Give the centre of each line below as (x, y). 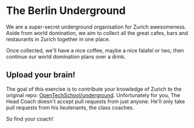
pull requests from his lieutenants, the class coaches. (70, 107)
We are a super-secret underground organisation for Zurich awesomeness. (96, 27)
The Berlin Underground (66, 11)
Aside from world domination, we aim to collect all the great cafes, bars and (97, 33)
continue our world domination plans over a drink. (66, 56)
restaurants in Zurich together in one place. (58, 39)
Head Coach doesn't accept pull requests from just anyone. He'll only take (96, 101)
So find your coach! (30, 119)
